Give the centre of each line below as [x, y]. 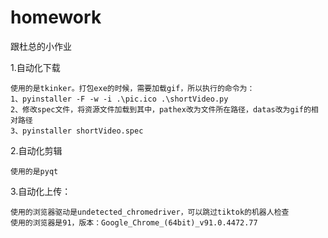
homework [56, 17]
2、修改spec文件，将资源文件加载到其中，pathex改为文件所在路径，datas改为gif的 [161, 109]
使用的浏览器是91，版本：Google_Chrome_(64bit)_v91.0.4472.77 [134, 222]
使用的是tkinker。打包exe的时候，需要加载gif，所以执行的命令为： [132, 88]
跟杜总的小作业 [41, 46]
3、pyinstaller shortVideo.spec [77, 131]
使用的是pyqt [34, 171]
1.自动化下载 [35, 67]
